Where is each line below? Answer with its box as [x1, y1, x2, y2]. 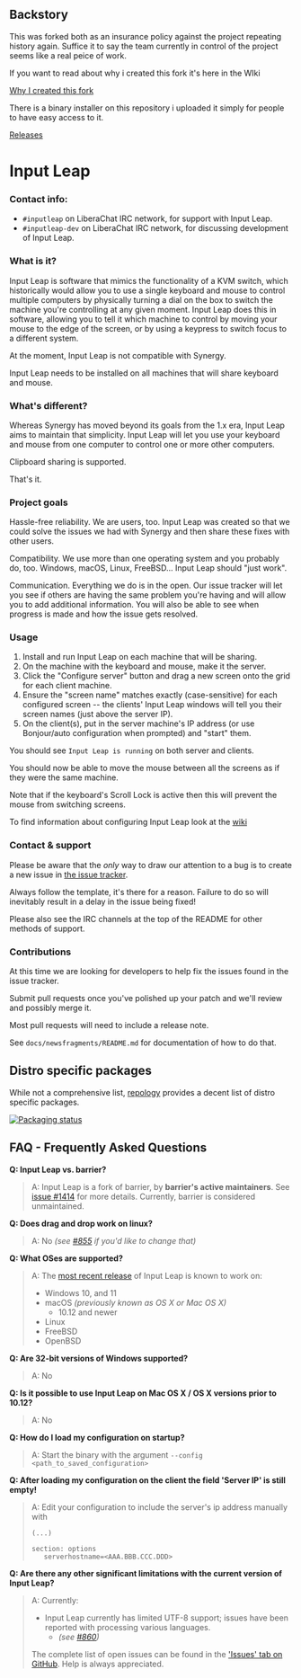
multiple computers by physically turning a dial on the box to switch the [9, 294, 274, 305]
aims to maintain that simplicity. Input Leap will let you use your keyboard [9, 429, 280, 439]
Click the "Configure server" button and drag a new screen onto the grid [22, 670, 290, 681]
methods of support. [9, 923, 85, 934]
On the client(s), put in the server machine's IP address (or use [22, 718, 255, 729]
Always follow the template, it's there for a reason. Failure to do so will [9, 886, 270, 897]
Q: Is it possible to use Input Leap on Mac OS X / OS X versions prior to [9, 1388, 277, 1398]
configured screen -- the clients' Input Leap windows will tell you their [22, 699, 282, 710]
